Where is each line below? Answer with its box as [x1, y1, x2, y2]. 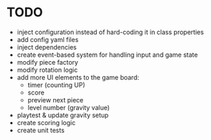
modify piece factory [16, 58, 79, 66]
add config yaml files [16, 35, 79, 43]
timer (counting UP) [27, 80, 86, 89]
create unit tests [16, 126, 65, 134]
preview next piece [27, 95, 84, 104]
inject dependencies [16, 43, 77, 51]
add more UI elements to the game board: [16, 72, 139, 82]
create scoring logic [16, 118, 76, 126]
